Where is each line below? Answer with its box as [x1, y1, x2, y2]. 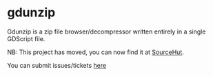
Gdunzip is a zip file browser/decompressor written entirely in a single [7, 27, 206, 36]
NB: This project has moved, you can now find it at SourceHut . [7, 48, 184, 56]
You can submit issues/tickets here [7, 61, 107, 69]
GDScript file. [7, 34, 45, 42]
